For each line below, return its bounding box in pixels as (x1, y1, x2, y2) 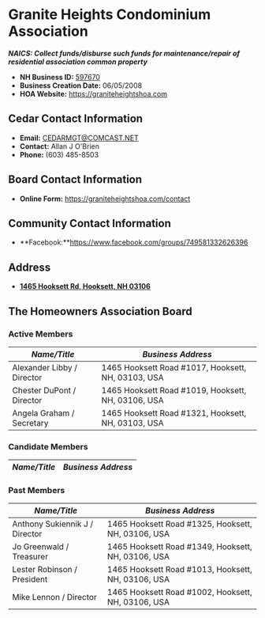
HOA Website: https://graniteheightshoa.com (19, 89, 168, 98)
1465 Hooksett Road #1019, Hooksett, (101, 385, 247, 396)
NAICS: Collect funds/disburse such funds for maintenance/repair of (8, 48, 241, 58)
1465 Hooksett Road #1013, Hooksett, (106, 564, 252, 575)
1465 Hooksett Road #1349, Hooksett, (106, 541, 252, 552)
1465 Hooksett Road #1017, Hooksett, (101, 362, 247, 373)
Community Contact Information (8, 216, 171, 230)
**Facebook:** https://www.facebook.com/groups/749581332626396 (19, 237, 248, 247)
